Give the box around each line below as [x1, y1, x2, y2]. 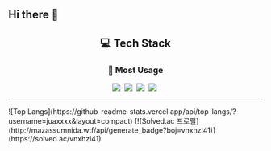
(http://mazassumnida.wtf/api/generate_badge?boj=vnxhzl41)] [8, 125, 216, 135]
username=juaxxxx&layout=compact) [8, 116, 133, 126]
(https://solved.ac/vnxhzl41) [8, 134, 102, 144]
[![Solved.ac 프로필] [134, 116, 199, 126]
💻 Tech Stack [99, 36, 172, 50]
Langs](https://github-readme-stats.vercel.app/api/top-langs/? [27, 107, 236, 116]
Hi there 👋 [8, 8, 59, 22]
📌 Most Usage [107, 64, 164, 75]
